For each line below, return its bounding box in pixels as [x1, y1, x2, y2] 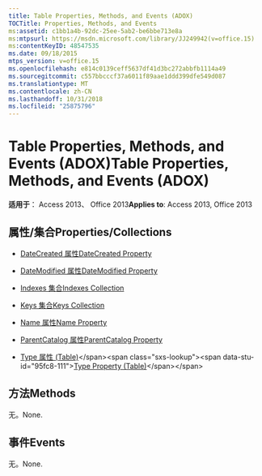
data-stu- [222, 352, 255, 362]
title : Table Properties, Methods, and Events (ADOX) [8, 11, 194, 20]
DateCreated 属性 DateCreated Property [19, 248, 152, 258]
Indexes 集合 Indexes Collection [19, 283, 125, 293]
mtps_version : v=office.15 [8, 58, 99, 66]
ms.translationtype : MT [8, 79, 89, 88]
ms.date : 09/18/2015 [8, 49, 78, 58]
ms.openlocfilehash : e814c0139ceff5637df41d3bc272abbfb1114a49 [8, 65, 226, 73]
